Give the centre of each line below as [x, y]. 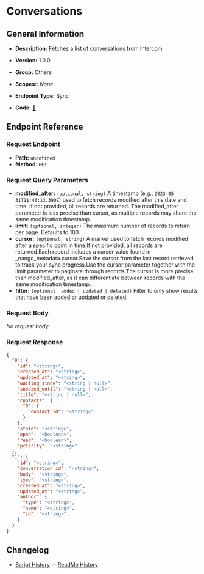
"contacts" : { [35, 400]
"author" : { [32, 497]
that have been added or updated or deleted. [71, 297]
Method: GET [31, 164]
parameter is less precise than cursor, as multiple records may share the [106, 213]
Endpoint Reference [45, 127]
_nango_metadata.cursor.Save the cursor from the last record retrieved [104, 258]
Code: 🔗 [26, 108]
